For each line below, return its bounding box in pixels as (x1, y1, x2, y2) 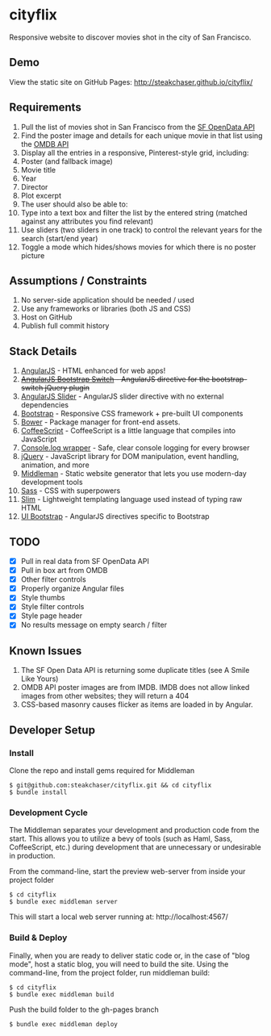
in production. (9, 851, 56, 861)
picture (20, 250, 45, 260)
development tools (20, 478, 83, 487)
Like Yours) (20, 674, 59, 683)
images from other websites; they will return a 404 (20, 691, 190, 701)
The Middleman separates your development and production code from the (9, 825, 260, 835)
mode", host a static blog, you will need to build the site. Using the (9, 959, 229, 969)
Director (20, 182, 48, 191)
